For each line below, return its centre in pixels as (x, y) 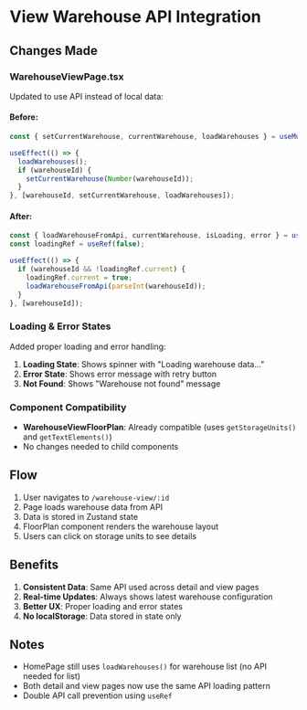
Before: (24, 117)
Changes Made (53, 51)
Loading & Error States (60, 326)
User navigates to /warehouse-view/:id (96, 497)
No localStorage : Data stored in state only (102, 616)
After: (21, 216)
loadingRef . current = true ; (79, 277)
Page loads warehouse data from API (92, 507)
